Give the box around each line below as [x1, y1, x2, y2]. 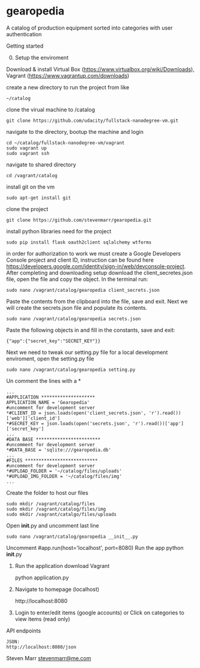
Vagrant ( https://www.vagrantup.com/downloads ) [6, 72, 130, 79]
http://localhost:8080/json [6, 644, 77, 650]
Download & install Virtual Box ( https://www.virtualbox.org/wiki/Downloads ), [6, 65, 195, 73]
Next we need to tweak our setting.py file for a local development [6, 348, 168, 356]
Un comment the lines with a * [6, 377, 81, 384]
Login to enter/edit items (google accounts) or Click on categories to [14, 609, 184, 616]
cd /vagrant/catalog [6, 172, 58, 178]
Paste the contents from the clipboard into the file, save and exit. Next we [6, 297, 188, 305]
